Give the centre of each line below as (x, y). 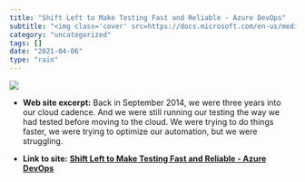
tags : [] (26, 43)
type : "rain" (34, 60)
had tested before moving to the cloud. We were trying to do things (148, 122)
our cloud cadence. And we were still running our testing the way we (151, 112)
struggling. (43, 141)
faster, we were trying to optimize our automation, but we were (140, 131)
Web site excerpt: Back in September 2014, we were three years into (152, 102)
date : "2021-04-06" (46, 52)
